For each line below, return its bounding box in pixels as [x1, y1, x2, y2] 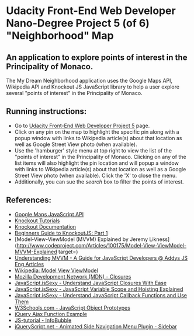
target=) [58, 248, 78, 255]
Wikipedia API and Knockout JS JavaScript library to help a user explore [6, 83, 180, 90]
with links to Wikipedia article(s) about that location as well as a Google [14, 165, 186, 172]
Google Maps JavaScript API [14, 211, 84, 218]
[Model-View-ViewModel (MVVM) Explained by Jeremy [14, 236, 148, 243]
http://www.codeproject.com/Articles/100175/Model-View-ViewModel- [16, 242, 187, 249]
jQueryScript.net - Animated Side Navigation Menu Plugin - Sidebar [14, 323, 177, 330]
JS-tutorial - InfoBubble [14, 317, 72, 324]
